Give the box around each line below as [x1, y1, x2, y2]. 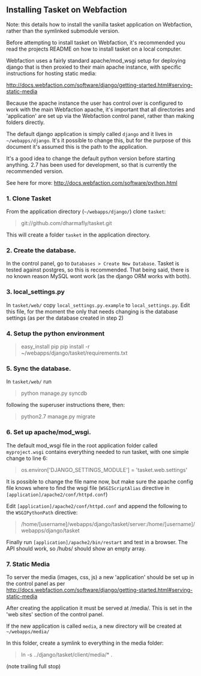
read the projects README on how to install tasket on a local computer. [6, 45, 182, 52]
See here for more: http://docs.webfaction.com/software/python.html [6, 179, 178, 186]
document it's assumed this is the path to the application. [6, 143, 148, 150]
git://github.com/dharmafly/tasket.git [20, 220, 112, 227]
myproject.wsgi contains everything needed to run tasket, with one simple [6, 448, 189, 455]
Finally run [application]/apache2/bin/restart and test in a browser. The [6, 538, 188, 545]
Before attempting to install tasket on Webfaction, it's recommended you [6, 39, 185, 46]
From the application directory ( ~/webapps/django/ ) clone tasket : [6, 208, 166, 216]
